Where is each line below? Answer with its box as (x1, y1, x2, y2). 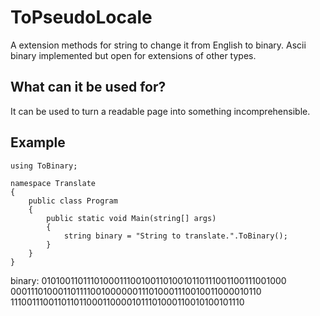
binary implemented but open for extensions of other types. (10, 49, 257, 61)
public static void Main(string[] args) (46, 213, 217, 223)
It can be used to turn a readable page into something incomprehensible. (10, 105, 311, 117)
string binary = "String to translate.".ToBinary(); (63, 231, 288, 241)
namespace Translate (10, 178, 97, 188)
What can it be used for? (10, 79, 167, 96)
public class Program (28, 196, 118, 206)
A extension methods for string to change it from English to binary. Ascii (10, 39, 307, 51)
